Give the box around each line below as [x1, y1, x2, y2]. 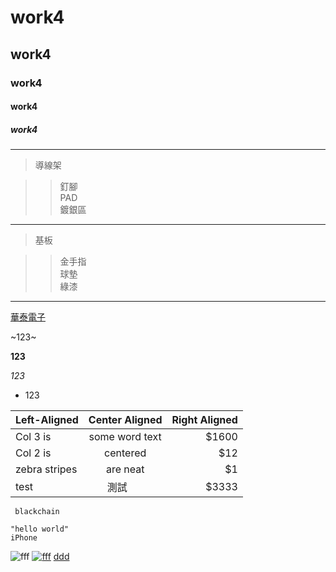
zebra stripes [15, 462, 78, 476]
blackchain [14, 507, 60, 517]
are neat [105, 462, 145, 476]
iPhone [10, 533, 38, 543]
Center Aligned [88, 413, 163, 427]
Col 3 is [15, 430, 52, 444]
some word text [88, 430, 162, 444]
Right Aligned [171, 413, 238, 427]
